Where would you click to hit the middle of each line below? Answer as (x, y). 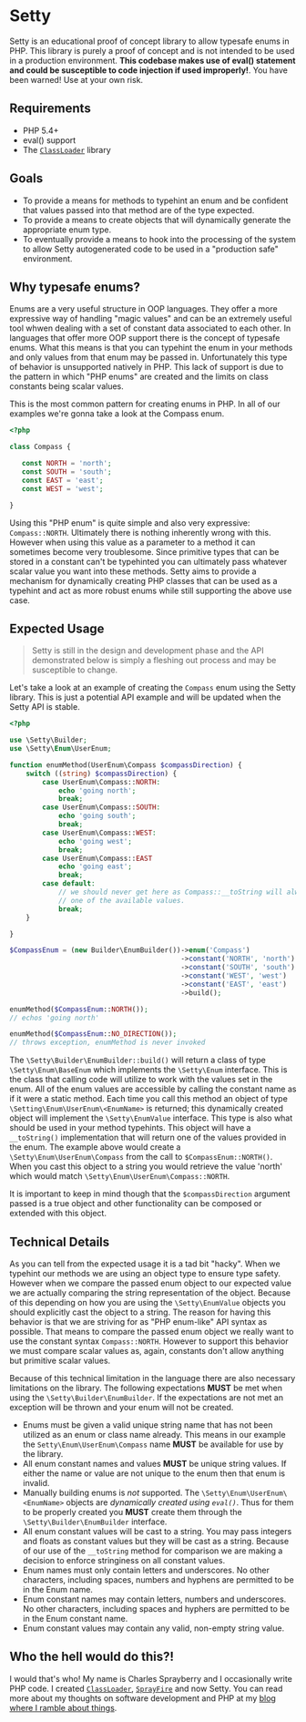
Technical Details (60, 1241)
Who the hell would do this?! (92, 1657)
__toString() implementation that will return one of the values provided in (148, 1138)
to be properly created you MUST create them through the (133, 1512)
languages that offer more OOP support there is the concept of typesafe (145, 338)
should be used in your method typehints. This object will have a (130, 1128)
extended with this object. (58, 1214)
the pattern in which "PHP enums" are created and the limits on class (139, 377)
